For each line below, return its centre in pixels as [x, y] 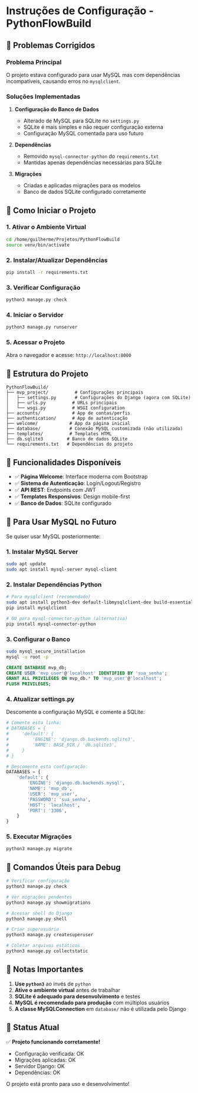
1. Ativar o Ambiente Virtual [46, 227]
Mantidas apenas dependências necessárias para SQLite [93, 163]
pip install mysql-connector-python [51, 624]
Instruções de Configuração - [80, 11]
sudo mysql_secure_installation [46, 651]
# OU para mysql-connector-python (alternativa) [67, 618]
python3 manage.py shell [37, 919]
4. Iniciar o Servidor [35, 314]
